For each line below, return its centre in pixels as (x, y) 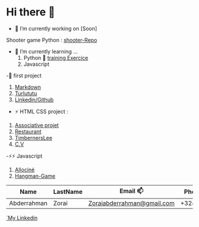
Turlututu (26, 93)
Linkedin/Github (34, 100)
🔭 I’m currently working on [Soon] (56, 28)
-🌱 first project (24, 75)
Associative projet (37, 125)
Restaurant (28, 131)
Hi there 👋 (31, 12)
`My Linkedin (22, 218)
